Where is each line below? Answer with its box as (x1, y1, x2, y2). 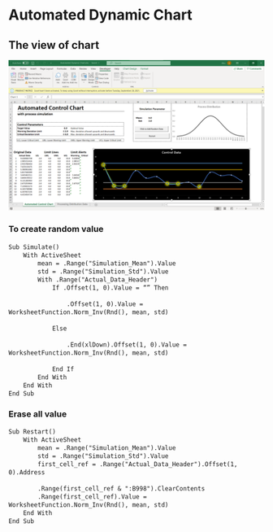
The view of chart (8, 38, 100, 52)
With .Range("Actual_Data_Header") (37, 275, 158, 284)
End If (51, 364, 75, 373)
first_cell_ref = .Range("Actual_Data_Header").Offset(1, (37, 460, 238, 469)
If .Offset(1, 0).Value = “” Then (51, 283, 169, 292)
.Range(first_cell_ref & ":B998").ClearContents (37, 484, 206, 493)
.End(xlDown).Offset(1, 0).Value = (66, 340, 187, 349)
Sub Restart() (8, 427, 57, 436)
